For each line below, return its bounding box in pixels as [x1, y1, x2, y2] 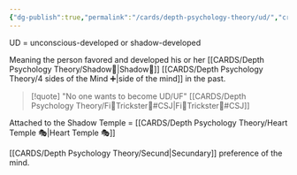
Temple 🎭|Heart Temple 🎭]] [9, 127, 116, 138]
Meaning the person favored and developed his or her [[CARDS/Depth [9, 54, 265, 65]
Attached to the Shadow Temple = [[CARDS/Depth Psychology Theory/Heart [9, 117, 288, 128]
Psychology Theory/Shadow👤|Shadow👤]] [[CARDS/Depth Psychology [9, 64, 263, 74]
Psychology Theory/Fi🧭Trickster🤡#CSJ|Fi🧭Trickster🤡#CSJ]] [30, 100, 250, 110]
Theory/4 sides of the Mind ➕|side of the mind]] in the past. [9, 72, 226, 84]
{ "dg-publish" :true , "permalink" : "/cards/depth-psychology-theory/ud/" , [9, 12, 278, 22]
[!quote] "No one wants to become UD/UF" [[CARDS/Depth [30, 90, 247, 102]
